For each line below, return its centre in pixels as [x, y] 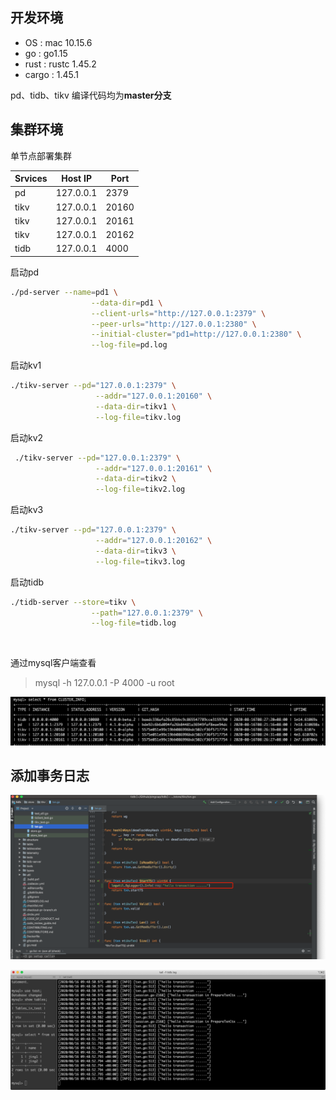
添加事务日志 [50, 775]
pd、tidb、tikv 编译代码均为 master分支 [91, 95]
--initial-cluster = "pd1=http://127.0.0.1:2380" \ [196, 334]
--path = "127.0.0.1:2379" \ [146, 613]
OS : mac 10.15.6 [58, 42]
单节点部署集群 [41, 155]
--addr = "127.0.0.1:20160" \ [154, 396]
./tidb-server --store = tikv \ [73, 602]
